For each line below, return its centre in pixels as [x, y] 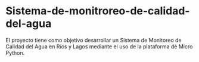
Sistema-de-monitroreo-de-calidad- [98, 11]
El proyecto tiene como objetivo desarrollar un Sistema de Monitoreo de [94, 40]
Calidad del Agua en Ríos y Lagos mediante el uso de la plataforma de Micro [99, 46]
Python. [15, 52]
